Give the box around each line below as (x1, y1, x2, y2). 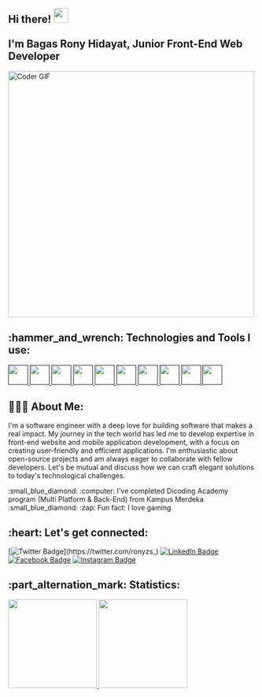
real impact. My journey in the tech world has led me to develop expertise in (8, 429, 254, 439)
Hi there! (8, 13, 52, 26)
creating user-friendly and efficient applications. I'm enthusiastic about (8, 446, 238, 455)
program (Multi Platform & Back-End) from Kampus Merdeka (8, 495, 205, 504)
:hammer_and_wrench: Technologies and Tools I (8, 332, 251, 345)
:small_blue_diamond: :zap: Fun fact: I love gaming (8, 503, 172, 513)
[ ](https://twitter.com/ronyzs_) (8, 547, 159, 556)
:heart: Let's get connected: (8, 525, 149, 539)
